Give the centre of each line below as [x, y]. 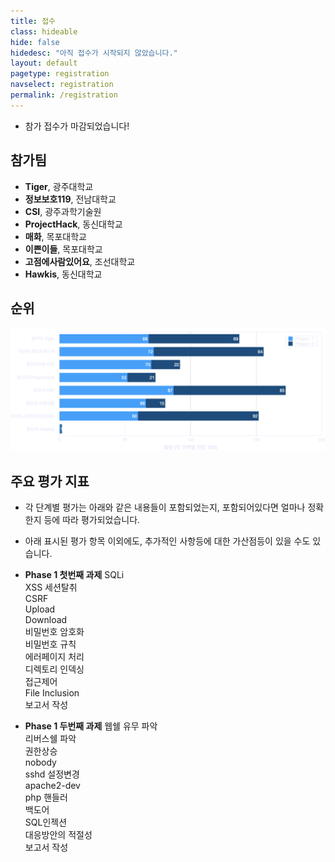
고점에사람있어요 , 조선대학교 [80, 261]
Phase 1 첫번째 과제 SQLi [74, 575]
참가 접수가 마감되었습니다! [77, 126]
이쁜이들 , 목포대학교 [63, 249]
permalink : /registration [64, 95]
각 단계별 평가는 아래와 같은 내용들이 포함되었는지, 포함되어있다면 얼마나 [165, 507]
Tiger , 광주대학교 [59, 186]
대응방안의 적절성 [58, 835]
